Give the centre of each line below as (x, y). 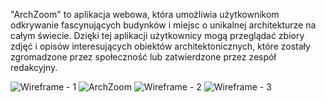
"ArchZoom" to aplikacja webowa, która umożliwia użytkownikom (145, 14)
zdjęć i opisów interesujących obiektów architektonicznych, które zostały (160, 46)
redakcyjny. (34, 67)
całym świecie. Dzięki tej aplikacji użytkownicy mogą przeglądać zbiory (157, 35)
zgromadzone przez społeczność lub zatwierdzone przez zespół (143, 57)
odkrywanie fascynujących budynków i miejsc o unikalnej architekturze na (163, 25)
